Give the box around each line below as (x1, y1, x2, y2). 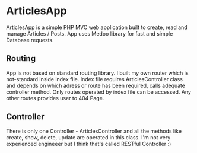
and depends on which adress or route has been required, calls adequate (6, 82, 186, 89)
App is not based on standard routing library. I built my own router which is (6, 69, 189, 76)
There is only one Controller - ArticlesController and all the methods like (6, 128, 182, 135)
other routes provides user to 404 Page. (6, 94, 104, 101)
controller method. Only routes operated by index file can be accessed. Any (6, 88, 192, 95)
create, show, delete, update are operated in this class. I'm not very (6, 133, 171, 141)
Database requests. (6, 36, 55, 43)
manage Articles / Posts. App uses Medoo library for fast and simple (6, 30, 173, 37)
